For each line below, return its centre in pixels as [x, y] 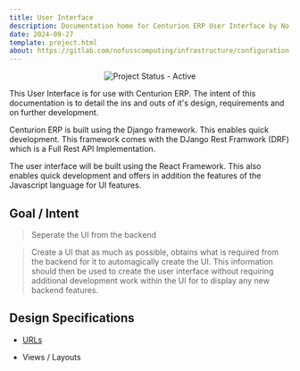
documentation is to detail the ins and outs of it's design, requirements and [147, 103]
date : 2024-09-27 [42, 34]
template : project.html [54, 42]
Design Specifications [72, 318]
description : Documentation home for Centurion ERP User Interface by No [150, 26]
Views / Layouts [52, 357]
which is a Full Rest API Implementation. [83, 149]
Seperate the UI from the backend [94, 234]
